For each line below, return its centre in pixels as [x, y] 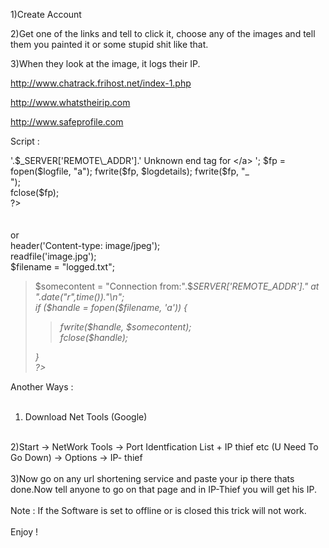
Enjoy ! [24, 532]
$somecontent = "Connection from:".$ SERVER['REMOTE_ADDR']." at [177, 286]
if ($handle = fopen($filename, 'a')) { [111, 307]
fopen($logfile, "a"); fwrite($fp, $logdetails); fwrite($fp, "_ [130, 171]
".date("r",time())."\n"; [79, 297]
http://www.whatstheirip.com [70, 102]
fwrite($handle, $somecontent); [125, 327]
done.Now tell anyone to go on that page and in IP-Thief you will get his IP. [163, 489]
